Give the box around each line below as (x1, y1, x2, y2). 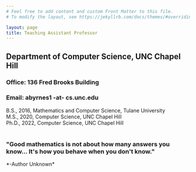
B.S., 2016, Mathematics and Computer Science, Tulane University (6, 107, 166, 114)
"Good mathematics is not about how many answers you (6, 140, 170, 148)
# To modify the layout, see (6, 14, 77, 20)
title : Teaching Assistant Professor (6, 30, 98, 36)
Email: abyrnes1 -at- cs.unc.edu (6, 94, 99, 102)
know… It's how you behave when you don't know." (6, 147, 155, 155)
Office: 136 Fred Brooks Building (6, 78, 99, 86)
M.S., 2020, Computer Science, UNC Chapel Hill (6, 113, 122, 120)
